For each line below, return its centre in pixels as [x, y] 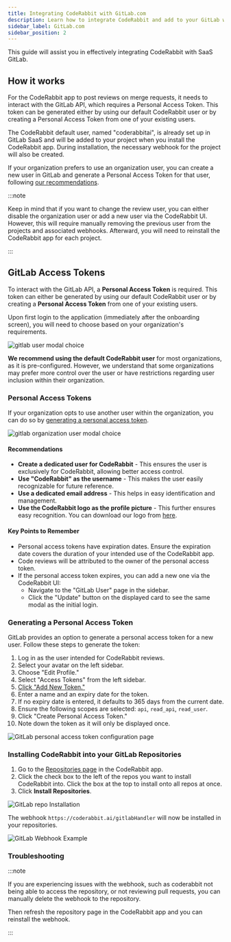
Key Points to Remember [44, 531]
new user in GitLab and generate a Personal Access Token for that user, [109, 175]
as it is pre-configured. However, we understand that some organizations [111, 365]
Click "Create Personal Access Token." [72, 716]
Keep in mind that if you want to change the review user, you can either [108, 209]
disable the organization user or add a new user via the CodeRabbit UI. [108, 216]
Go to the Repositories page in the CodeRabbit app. [90, 769]
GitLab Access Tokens [57, 273]
